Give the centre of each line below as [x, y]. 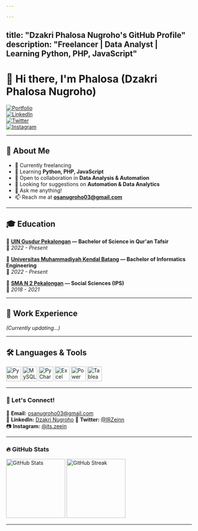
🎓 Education [31, 224]
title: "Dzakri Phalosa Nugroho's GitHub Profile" [96, 35]
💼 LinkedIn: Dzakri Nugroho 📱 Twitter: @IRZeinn [65, 419]
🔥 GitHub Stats [28, 449]
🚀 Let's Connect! [30, 400]
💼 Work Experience [42, 314]
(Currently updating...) [33, 328]
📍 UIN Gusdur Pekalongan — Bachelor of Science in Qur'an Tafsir [88, 241]
